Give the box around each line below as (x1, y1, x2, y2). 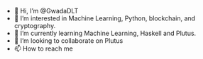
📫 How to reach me (13, 44, 73, 53)
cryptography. (13, 22, 56, 29)
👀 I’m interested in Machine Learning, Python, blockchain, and (13, 14, 196, 22)
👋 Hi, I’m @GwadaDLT (13, 7, 79, 15)
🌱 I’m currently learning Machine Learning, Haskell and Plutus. (13, 29, 197, 37)
